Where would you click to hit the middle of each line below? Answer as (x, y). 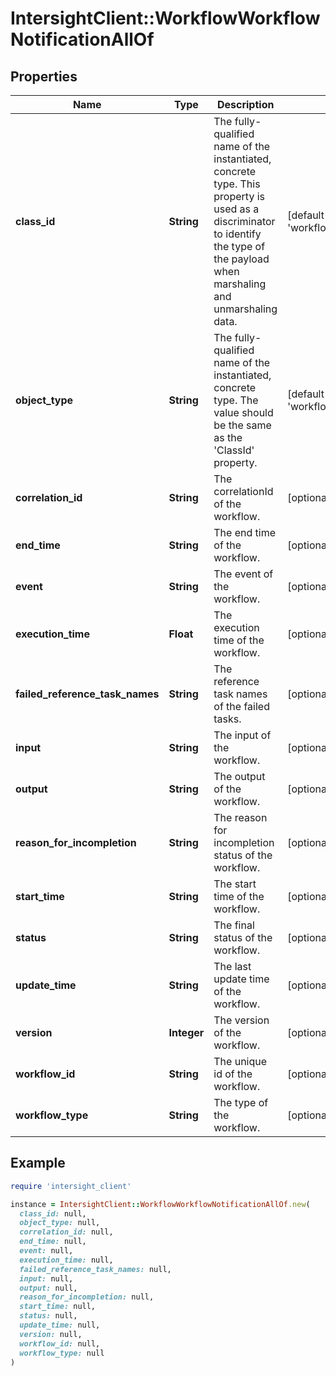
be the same (242, 425)
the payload (241, 259)
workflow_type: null (62, 1353)
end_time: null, (53, 1242)
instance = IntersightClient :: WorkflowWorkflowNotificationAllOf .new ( (160, 1204)
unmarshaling (245, 309)
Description (245, 104)
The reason (240, 817)
